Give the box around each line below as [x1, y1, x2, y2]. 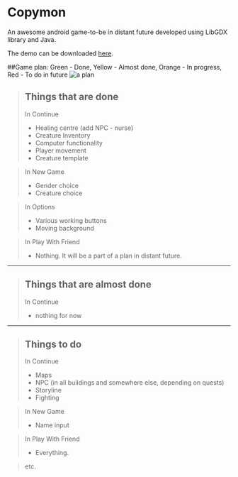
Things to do [24, 338, 82, 350]
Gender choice [35, 181, 79, 190]
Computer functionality [35, 138, 103, 147]
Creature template [35, 153, 89, 162]
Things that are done [24, 91, 119, 103]
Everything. [35, 449, 69, 457]
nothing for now [35, 311, 82, 319]
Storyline [35, 386, 62, 395]
